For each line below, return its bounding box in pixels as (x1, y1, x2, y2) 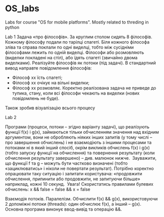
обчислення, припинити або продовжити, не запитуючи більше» (5, 176, 141, 182)
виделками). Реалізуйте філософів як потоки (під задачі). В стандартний (5, 60, 156, 66)
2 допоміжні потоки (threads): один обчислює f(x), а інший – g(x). (5, 201, 141, 207)
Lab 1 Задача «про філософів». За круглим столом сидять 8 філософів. (5, 34, 153, 40)
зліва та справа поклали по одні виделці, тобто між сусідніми (5, 44, 134, 50)
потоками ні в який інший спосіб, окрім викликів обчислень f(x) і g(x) (5, 145, 150, 150)
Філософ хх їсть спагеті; (12, 74, 63, 80)
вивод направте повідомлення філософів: (5, 65, 92, 71)
